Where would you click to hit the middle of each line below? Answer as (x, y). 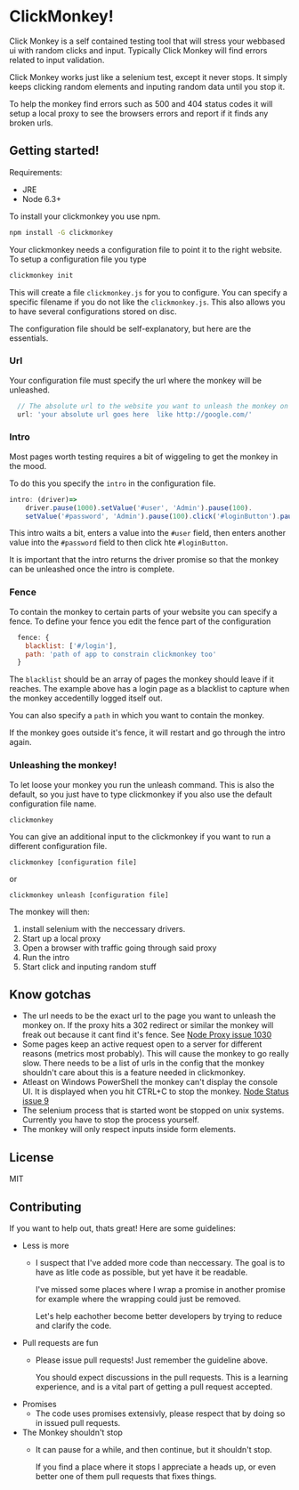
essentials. (29, 338)
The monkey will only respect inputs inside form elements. (129, 1130)
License (32, 1158)
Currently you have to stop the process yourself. (111, 1120)
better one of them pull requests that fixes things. (126, 1476)
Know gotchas (50, 994)
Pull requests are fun (60, 1343)
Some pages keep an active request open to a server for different (142, 1044)
